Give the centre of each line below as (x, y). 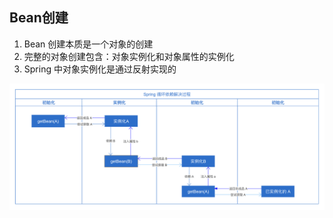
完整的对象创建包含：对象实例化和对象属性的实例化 (129, 56)
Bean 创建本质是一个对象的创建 (88, 44)
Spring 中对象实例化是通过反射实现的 (100, 69)
